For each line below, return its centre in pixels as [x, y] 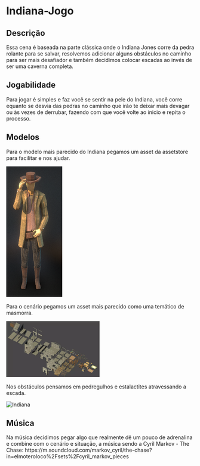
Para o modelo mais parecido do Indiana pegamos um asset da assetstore [97, 152]
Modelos [23, 138]
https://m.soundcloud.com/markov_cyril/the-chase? [88, 450]
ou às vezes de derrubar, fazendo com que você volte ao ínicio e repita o [96, 112]
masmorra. [19, 313]
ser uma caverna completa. [40, 66]
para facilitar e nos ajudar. [38, 158]
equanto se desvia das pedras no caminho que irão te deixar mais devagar [98, 106]
